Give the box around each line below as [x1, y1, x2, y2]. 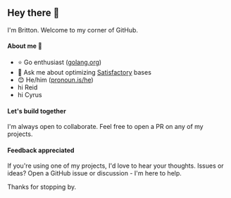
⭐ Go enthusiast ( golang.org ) [17, 58, 102, 67]
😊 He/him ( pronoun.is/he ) [17, 75, 94, 85]
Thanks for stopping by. [7, 182, 76, 191]
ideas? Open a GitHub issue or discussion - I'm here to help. [7, 169, 182, 178]
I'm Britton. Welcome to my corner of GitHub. [7, 25, 139, 34]
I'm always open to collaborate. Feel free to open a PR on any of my [7, 123, 204, 131]
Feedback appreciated [7, 146, 75, 154]
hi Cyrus [17, 91, 42, 99]
